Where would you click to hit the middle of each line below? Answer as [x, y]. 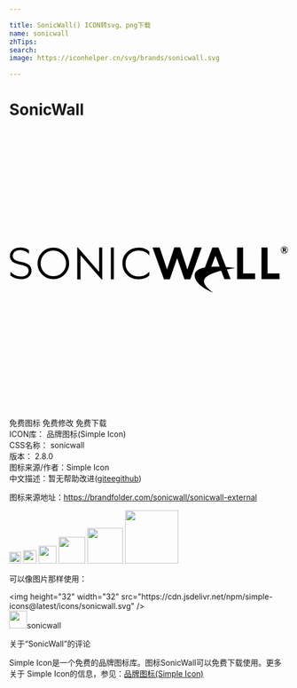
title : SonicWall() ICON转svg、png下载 [80, 25]
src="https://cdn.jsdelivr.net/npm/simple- [197, 597]
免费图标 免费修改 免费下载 [58, 423]
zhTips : [23, 42]
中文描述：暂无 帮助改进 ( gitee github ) [75, 478]
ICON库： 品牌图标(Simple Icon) [68, 434]
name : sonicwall [39, 33]
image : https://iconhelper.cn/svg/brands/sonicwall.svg [114, 59]
